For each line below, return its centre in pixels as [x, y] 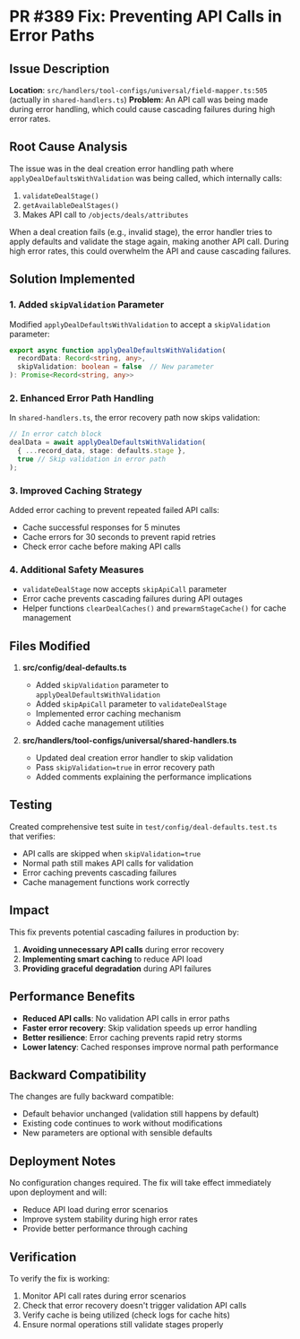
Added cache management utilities [100, 723]
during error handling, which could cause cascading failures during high [142, 109]
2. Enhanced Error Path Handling [81, 398]
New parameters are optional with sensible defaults [117, 1133]
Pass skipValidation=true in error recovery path [125, 768]
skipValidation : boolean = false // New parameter [116, 367]
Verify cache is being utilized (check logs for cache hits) [126, 1315]
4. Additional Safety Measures [77, 570]
